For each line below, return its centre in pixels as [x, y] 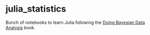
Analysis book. [21, 27]
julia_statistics [36, 9]
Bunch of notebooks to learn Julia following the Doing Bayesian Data [75, 22]
